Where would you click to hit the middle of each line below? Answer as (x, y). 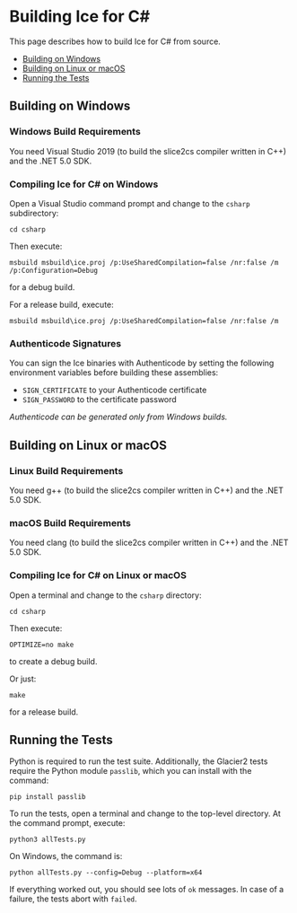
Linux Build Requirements (66, 470)
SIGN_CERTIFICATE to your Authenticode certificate (114, 390)
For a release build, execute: (61, 304)
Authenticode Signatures (66, 343)
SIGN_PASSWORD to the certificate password (99, 399)
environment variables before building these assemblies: (114, 373)
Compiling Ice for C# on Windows (84, 184)
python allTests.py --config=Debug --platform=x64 (106, 873)
